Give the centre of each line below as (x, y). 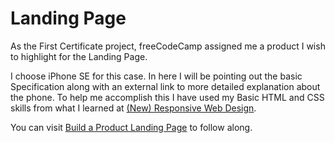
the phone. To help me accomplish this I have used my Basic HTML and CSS (167, 97)
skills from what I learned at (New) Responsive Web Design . (133, 108)
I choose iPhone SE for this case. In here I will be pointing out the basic (156, 76)
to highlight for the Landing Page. (79, 56)
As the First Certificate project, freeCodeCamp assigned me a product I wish (168, 46)
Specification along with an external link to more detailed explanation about (165, 86)
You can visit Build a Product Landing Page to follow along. (131, 127)
